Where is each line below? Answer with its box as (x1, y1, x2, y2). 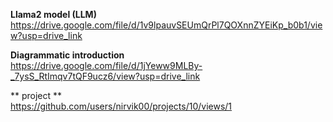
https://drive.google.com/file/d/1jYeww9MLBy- (10, 60, 203, 71)
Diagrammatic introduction (10, 49, 125, 61)
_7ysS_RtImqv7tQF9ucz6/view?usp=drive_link (10, 70, 201, 82)
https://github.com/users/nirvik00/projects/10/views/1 (10, 100, 233, 112)
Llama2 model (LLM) (10, 9, 97, 20)
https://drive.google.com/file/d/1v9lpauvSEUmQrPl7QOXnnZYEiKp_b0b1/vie (10, 19, 323, 31)
